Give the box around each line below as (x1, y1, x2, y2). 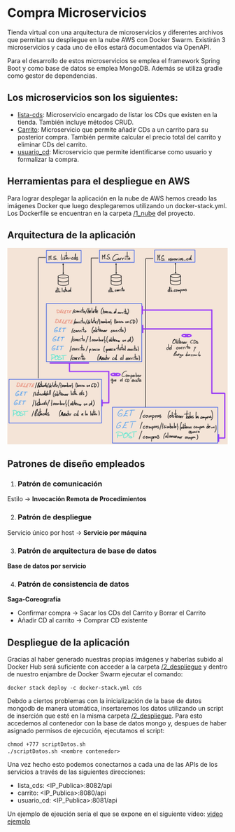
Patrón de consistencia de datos (17, 579, 129, 589)
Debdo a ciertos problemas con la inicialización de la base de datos (7, 697, 202, 705)
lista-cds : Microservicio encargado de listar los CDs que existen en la (17, 110, 218, 118)
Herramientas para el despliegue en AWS (7, 175, 190, 187)
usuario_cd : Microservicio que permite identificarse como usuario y (17, 147, 213, 156)
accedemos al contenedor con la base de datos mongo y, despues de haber (7, 719, 227, 728)
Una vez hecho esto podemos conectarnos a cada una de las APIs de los (7, 761, 218, 769)
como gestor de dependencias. (7, 71, 98, 80)
